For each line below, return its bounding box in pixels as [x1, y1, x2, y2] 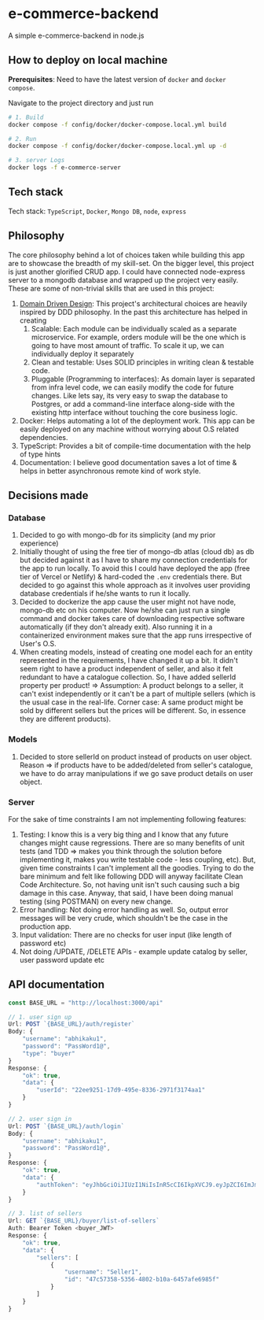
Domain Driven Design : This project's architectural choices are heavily [19, 298, 247, 308]
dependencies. [19, 432, 68, 442]
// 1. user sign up [8, 1013, 72, 1021]
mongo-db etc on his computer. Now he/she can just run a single [19, 605, 230, 615]
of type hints [19, 449, 61, 459]
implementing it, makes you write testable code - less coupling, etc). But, [19, 855, 256, 864]
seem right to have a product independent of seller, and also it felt [19, 664, 233, 674]
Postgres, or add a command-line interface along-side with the [31, 399, 236, 409]
